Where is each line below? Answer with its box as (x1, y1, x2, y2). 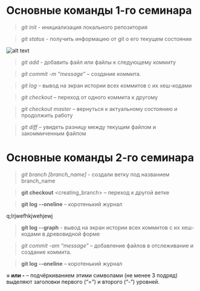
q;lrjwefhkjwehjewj (6, 212, 53, 219)
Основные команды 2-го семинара (6, 151, 195, 164)
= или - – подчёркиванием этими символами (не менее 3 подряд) (6, 272, 178, 279)
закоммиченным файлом (21, 130, 86, 137)
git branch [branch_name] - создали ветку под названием (21, 171, 170, 178)
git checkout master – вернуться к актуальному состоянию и (21, 105, 178, 112)
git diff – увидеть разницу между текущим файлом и (21, 123, 156, 130)
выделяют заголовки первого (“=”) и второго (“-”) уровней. (6, 278, 160, 285)
